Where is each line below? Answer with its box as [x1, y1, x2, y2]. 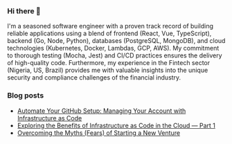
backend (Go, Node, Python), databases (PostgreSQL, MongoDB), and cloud [7, 37, 226, 45]
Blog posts [7, 91, 44, 100]
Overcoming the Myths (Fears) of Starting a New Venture [17, 128, 181, 137]
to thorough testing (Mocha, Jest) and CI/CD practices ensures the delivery [7, 51, 223, 60]
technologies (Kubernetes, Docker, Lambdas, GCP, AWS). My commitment [7, 44, 220, 53]
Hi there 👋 [7, 6, 42, 16]
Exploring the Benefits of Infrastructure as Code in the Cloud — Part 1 [17, 121, 216, 129]
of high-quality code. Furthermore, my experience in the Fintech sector [7, 59, 211, 67]
